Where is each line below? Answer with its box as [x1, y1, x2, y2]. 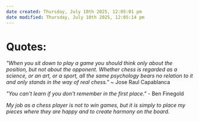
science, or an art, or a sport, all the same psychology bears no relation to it [6, 72, 193, 79]
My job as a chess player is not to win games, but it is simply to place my [6, 102, 186, 109]
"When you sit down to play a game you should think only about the [6, 60, 173, 67]
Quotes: [6, 40, 47, 54]
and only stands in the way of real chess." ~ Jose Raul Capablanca [6, 79, 170, 86]
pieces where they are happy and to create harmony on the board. [6, 108, 170, 115]
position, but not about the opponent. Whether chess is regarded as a [6, 66, 178, 73]
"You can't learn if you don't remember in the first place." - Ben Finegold [6, 90, 184, 97]
